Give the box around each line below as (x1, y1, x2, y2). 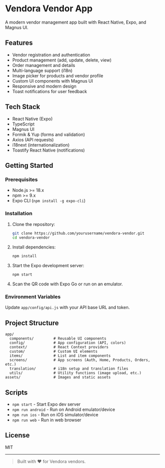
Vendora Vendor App (5, 3, 93, 14)
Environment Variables (5, 293, 61, 300)
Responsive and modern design (12, 83, 77, 89)
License (5, 431, 30, 439)
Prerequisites (5, 176, 38, 183)
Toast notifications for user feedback (12, 88, 87, 94)
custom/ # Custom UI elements (9, 349, 98, 354)
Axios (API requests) (12, 136, 54, 143)
